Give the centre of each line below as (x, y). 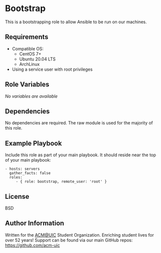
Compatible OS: (28, 48)
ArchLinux (29, 64)
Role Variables (27, 84)
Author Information (35, 223)
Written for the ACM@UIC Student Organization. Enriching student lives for (80, 235)
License (17, 196)
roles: (16, 178)
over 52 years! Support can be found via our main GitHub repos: (69, 240)
